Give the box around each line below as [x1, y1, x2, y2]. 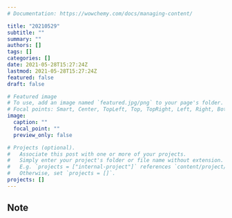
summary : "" [7, 35, 41, 42]
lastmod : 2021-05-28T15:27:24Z [7, 67, 97, 75]
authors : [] [7, 42, 41, 49]
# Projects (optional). [7, 144, 76, 151]
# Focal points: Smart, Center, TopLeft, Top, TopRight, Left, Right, [7, 106, 215, 113]
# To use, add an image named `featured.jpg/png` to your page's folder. [7, 100, 224, 107]
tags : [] [7, 48, 32, 55]
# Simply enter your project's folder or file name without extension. [7, 157, 224, 164]
